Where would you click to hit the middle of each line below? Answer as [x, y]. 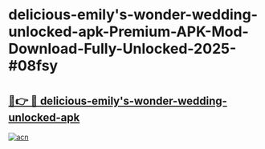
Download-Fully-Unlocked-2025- [122, 49]
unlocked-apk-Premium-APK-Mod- [128, 32]
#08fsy [33, 66]
